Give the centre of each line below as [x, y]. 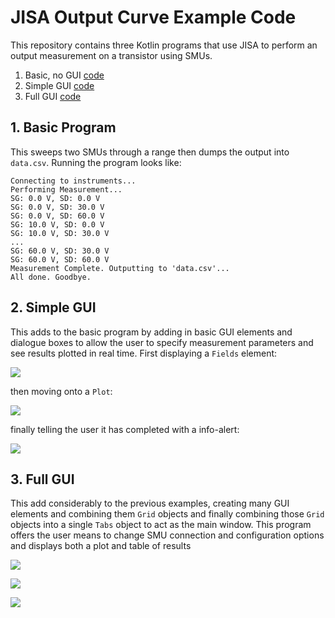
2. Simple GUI [53, 307]
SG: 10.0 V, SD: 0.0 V [57, 224]
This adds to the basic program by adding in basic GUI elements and [151, 332]
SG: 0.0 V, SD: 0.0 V [55, 198]
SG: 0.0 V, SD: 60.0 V [57, 216]
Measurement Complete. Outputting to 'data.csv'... [120, 268]
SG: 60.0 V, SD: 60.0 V [60, 259]
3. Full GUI [42, 479]
